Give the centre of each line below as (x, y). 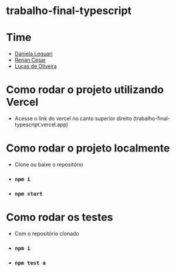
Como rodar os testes (60, 217)
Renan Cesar (30, 60)
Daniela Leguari (33, 54)
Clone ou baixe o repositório (49, 164)
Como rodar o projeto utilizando (85, 90)
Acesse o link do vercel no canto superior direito (73, 119)
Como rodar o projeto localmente (88, 148)
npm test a (30, 263)
